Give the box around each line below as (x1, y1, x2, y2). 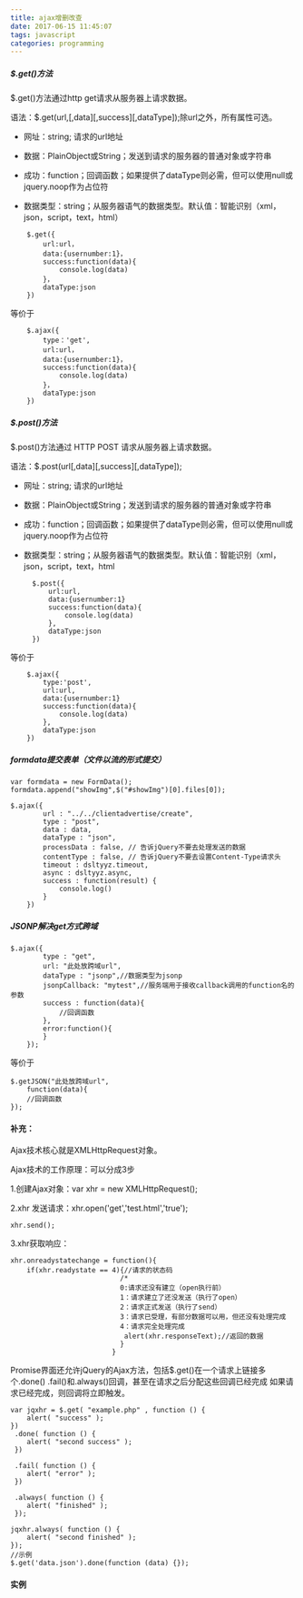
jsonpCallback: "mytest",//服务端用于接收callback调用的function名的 (43, 981, 295, 990)
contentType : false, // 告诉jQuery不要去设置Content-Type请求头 (43, 852, 281, 862)
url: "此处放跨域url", (43, 961, 122, 971)
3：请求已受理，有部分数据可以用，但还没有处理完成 (120, 1312, 287, 1322)
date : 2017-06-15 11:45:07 (10, 22, 112, 31)
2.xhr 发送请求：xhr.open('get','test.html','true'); (10, 1202, 189, 1214)
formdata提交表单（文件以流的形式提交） (10, 754, 167, 765)
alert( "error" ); (26, 1470, 96, 1479)
